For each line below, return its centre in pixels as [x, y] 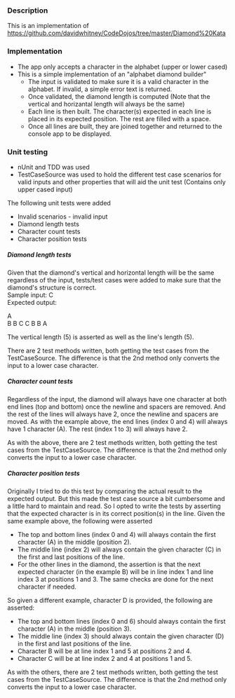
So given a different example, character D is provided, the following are [110, 600]
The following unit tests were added [59, 203]
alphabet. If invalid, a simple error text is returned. [100, 89]
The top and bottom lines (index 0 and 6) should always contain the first [121, 621]
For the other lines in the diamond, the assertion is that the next [109, 564]
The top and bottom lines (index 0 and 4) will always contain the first [116, 534]
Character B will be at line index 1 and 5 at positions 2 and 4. [104, 651]
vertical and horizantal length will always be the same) [106, 104]
